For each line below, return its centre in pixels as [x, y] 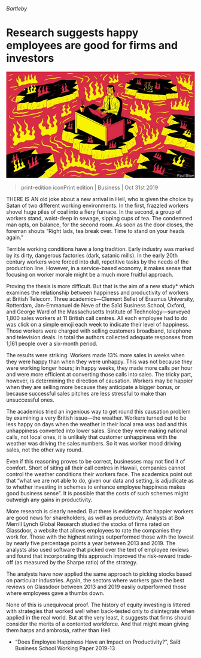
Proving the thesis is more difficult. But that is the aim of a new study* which [100, 286]
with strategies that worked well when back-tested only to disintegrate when [100, 611]
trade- [185, 556]
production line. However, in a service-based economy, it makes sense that [99, 268]
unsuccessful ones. [31, 400]
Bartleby [17, 8]
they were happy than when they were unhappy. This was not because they [99, 362]
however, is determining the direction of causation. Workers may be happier [100, 381]
